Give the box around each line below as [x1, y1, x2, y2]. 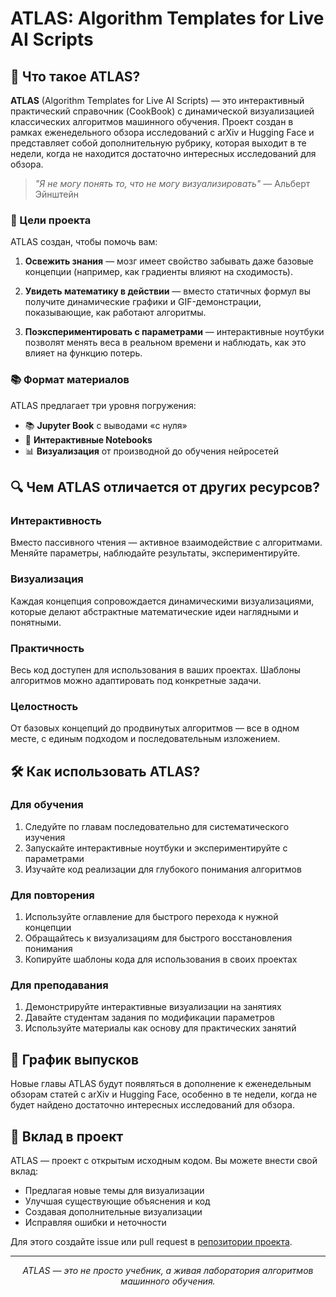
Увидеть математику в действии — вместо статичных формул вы [24, 285, 311, 297]
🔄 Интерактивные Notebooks [24, 433, 153, 446]
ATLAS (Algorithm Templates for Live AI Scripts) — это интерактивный [10, 95, 305, 106]
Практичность [10, 641, 85, 655]
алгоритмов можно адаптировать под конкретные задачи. [10, 674, 262, 686]
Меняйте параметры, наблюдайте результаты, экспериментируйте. [10, 547, 301, 559]
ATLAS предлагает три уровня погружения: [10, 399, 197, 411]
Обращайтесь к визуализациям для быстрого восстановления [24, 932, 293, 944]
